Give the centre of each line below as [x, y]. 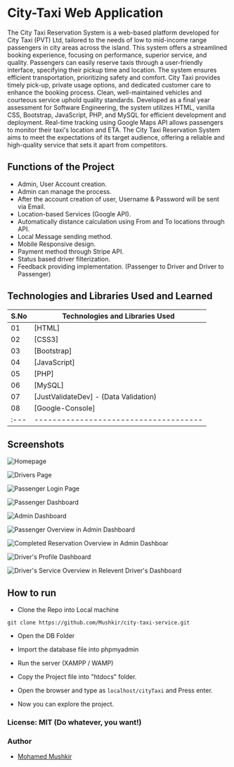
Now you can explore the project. [66, 704]
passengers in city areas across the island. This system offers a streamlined [117, 47]
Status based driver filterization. [64, 259]
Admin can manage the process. [64, 191]
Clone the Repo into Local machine [68, 610]
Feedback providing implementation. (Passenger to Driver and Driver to [121, 266]
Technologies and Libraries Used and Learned [110, 296]
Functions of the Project [61, 167]
